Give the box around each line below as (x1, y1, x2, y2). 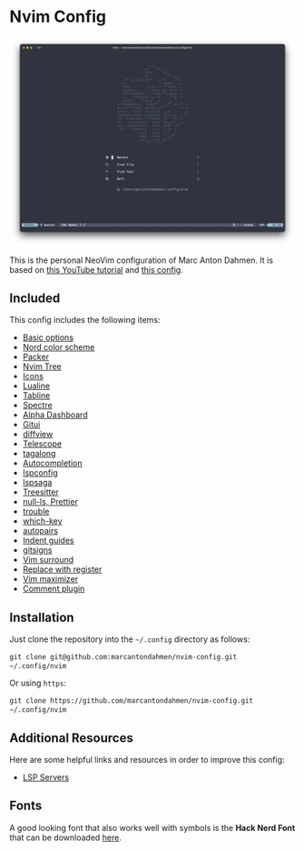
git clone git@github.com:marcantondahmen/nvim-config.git (9, 653, 238, 662)
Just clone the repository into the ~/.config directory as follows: (9, 634, 250, 645)
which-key (22, 516, 63, 526)
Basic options (22, 332, 74, 343)
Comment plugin (22, 584, 85, 595)
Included (9, 291, 61, 305)
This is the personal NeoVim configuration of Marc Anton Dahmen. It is (9, 255, 274, 265)
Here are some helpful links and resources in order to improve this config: (9, 755, 285, 766)
